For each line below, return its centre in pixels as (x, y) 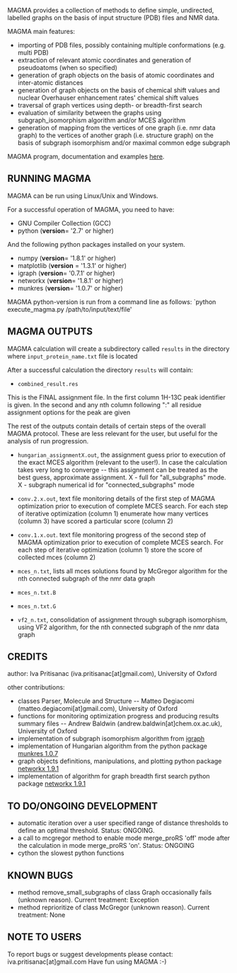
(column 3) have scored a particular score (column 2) (95, 521)
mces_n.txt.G (37, 606)
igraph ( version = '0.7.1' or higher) (66, 273)
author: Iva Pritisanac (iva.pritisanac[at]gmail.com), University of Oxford (112, 674)
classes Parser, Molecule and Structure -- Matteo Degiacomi (106, 701)
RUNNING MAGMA (50, 179)
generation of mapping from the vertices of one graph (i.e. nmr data (116, 128)
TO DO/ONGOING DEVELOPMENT (82, 806)
